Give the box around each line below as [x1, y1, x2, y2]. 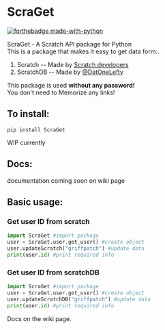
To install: [7, 108, 50, 120]
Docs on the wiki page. [7, 314, 72, 322]
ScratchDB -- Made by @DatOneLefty [16, 68, 124, 76]
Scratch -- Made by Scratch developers [16, 60, 129, 68]
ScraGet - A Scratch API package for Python [7, 40, 132, 48]
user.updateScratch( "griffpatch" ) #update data [7, 245, 145, 252]
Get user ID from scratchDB [7, 268, 100, 277]
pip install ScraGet [7, 126, 66, 134]
